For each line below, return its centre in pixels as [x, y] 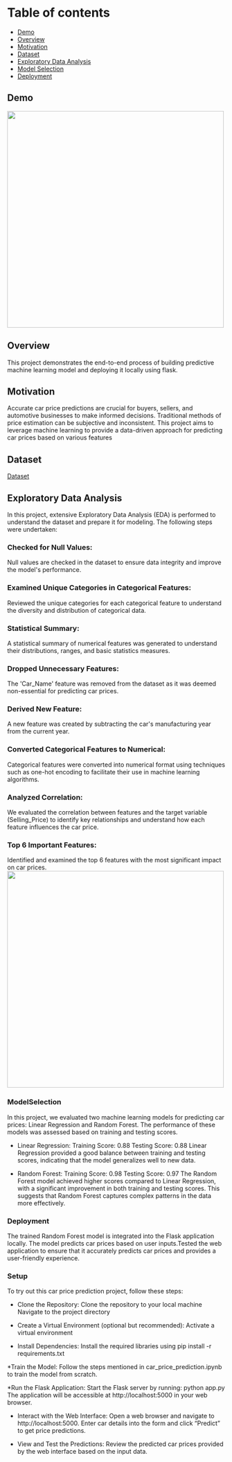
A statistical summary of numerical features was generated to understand [112, 643]
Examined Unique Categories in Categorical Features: [99, 588]
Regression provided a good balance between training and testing [111, 1153]
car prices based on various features [60, 437]
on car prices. [27, 867]
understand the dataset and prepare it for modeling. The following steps [110, 522]
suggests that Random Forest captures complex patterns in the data [114, 1195]
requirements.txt [41, 1354]
